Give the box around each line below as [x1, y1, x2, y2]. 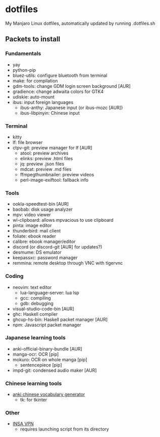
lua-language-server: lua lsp [20, 289, 79, 296]
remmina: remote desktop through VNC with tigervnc [12, 260, 123, 266]
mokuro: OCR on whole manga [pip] [12, 356, 87, 362]
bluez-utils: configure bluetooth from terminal [12, 72, 108, 78]
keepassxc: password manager [12, 255, 78, 261]
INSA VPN [12, 421, 34, 427]
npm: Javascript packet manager [12, 322, 82, 328]
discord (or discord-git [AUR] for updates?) [12, 244, 102, 250]
